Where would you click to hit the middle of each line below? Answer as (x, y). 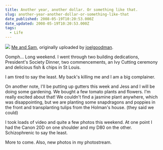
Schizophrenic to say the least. (37, 133)
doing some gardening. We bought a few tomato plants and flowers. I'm (78, 92)
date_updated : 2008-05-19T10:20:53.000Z (47, 23)
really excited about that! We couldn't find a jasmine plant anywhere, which (81, 97)
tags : (11, 28)
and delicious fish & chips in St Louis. (43, 67)
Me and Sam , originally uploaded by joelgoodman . (62, 47)
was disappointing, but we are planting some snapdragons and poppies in (80, 102)
